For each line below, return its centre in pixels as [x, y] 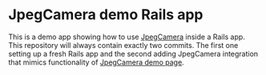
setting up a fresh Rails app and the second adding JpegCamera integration [133, 53]
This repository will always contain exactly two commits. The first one [123, 45]
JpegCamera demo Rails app [106, 15]
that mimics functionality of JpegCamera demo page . [96, 62]
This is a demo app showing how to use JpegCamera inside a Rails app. [127, 37]
